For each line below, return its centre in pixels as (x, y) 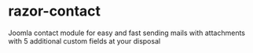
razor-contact (54, 11)
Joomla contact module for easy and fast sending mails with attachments (127, 33)
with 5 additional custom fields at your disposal (84, 41)
